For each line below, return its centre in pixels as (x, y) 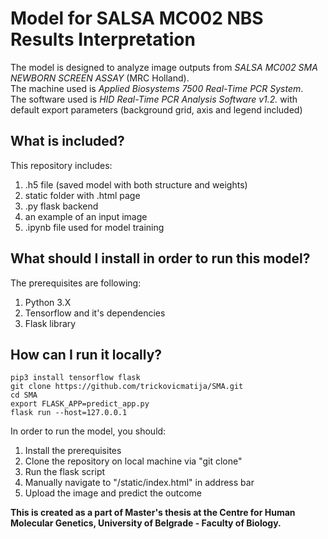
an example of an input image (86, 216)
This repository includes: (61, 165)
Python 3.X (48, 302)
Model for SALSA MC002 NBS (137, 18)
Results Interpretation (103, 39)
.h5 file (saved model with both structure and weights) (136, 184)
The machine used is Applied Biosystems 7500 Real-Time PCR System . (157, 88)
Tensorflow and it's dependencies (95, 313)
